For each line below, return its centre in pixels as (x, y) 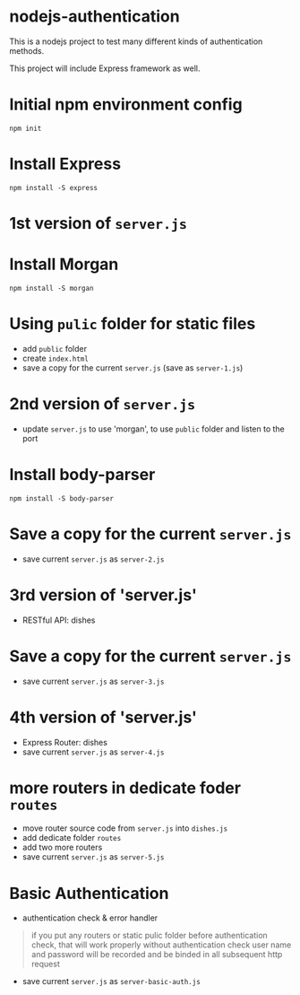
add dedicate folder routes (72, 838)
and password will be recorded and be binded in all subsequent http (157, 955)
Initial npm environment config (126, 105)
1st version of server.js (99, 223)
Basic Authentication (89, 893)
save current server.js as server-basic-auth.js (111, 982)
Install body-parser (82, 475)
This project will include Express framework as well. (105, 68)
